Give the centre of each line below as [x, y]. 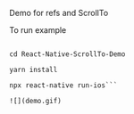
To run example [38, 30]
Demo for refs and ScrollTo [59, 13]
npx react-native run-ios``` [63, 85]
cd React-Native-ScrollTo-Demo [67, 54]
